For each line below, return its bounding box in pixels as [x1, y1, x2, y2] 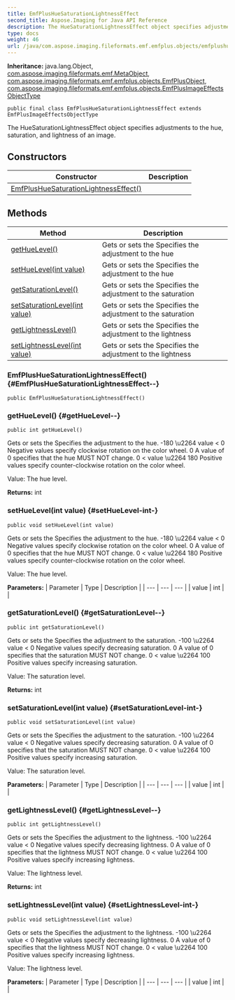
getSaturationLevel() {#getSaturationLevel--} [7, 608, 166, 618]
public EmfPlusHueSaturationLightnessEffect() [7, 394, 145, 402]
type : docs [7, 29, 39, 37]
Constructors [7, 151, 67, 163]
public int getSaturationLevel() [7, 623, 105, 631]
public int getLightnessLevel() [7, 821, 101, 828]
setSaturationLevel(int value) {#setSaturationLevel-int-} [7, 703, 203, 713]
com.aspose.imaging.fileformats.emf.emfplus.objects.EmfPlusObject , [7, 77, 207, 85]
